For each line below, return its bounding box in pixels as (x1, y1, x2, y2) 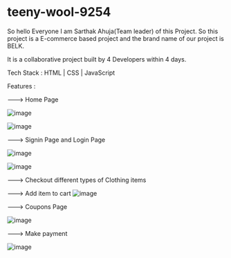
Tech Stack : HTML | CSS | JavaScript (7, 68, 115, 77)
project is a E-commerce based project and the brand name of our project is (7, 34, 225, 42)
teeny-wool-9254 (7, 4, 111, 20)
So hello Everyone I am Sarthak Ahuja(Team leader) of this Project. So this (7, 27, 219, 35)
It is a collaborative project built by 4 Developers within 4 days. (7, 55, 187, 63)
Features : (7, 82, 36, 90)
